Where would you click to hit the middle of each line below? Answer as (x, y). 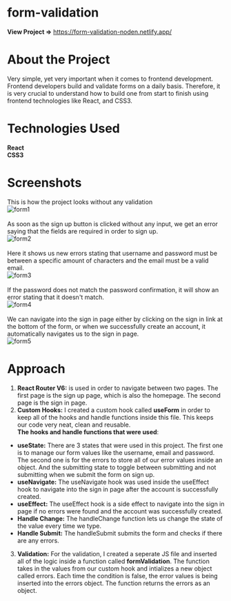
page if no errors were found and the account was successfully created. (120, 511)
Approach (36, 368)
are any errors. (38, 540)
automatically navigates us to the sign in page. (73, 334)
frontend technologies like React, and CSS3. (70, 101)
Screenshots (44, 183)
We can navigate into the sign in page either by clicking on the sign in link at (115, 319)
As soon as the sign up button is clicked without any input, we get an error (113, 224)
